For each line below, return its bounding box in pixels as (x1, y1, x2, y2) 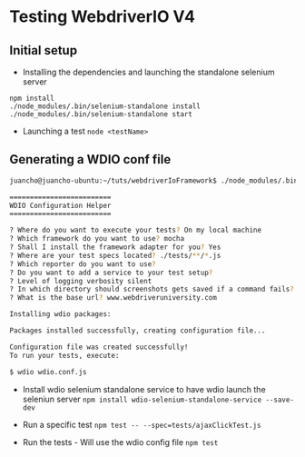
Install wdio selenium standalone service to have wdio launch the (22, 383, 266, 394)
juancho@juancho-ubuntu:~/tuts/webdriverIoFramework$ (9, 175, 218, 185)
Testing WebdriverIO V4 (9, 6, 195, 27)
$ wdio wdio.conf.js (9, 367, 88, 376)
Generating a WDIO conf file (9, 152, 172, 167)
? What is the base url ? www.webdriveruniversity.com (9, 293, 218, 303)
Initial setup (9, 43, 78, 58)
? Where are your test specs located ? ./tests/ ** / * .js (9, 251, 221, 260)
